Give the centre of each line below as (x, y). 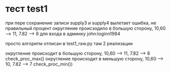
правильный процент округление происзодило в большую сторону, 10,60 (86, 28)
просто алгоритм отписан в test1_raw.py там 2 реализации (69, 43)
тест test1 (27, 9)
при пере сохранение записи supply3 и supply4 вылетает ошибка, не (81, 23)
